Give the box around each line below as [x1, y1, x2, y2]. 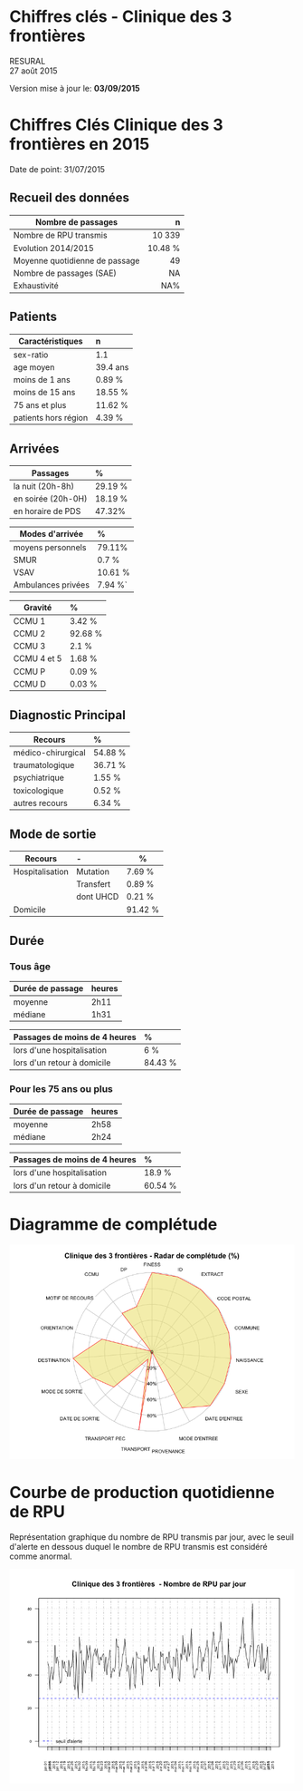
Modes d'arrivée [19, 529, 84, 540]
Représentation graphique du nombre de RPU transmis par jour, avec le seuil [9, 1532, 294, 1543]
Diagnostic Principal [9, 707, 127, 723]
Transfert [76, 879, 111, 890]
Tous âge [9, 959, 52, 972]
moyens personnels [13, 541, 87, 552]
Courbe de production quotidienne [9, 1483, 275, 1503]
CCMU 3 [13, 641, 46, 652]
